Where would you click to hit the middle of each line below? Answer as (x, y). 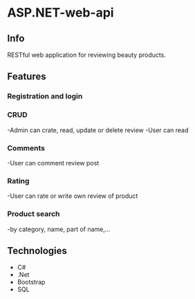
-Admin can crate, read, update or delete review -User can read (98, 130)
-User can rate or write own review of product (73, 196)
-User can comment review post (53, 163)
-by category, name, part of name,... (59, 229)
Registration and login (45, 96)
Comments (26, 148)
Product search (34, 214)
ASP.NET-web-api (61, 13)
